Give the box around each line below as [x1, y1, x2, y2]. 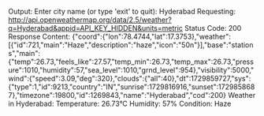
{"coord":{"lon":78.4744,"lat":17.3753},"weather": [72, 32, 231, 41]
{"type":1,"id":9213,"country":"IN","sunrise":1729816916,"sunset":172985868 [8, 82, 255, 92]
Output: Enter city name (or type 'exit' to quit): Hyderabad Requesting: [8, 7, 236, 16]
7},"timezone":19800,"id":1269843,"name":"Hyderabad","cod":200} [8, 91, 227, 99]
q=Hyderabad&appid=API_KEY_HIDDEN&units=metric [8, 24, 184, 32]
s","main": [8, 49, 41, 58]
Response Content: [8, 32, 71, 41]
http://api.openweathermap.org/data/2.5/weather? [8, 15, 172, 24]
